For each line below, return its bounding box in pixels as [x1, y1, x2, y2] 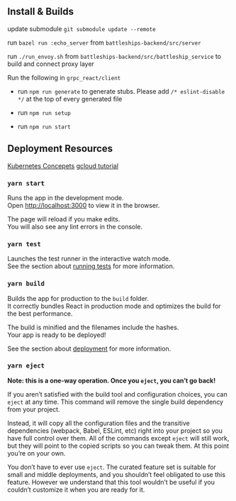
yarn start [7, 179, 45, 187]
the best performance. [7, 309, 73, 318]
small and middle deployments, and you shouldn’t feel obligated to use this [7, 470, 225, 478]
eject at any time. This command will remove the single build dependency [7, 397, 224, 406]
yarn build [7, 280, 45, 288]
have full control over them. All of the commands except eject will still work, [7, 434, 230, 442]
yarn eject [7, 362, 45, 370]
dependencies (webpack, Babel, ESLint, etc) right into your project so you [7, 426, 223, 435]
